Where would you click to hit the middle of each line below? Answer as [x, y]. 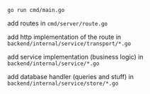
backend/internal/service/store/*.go [63, 83]
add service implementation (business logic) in [75, 57]
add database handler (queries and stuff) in [71, 77]
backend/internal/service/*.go [53, 64]
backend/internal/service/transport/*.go [69, 44]
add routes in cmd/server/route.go [58, 23]
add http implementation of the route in [64, 37]
